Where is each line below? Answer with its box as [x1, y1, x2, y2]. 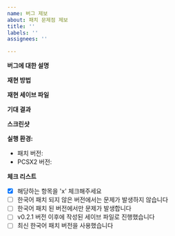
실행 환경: [7, 135, 33, 143]
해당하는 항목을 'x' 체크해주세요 [17, 187, 102, 195]
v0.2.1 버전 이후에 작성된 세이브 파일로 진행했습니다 [17, 213, 155, 221]
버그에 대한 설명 [7, 61, 50, 69]
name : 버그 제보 [7, 10, 48, 17]
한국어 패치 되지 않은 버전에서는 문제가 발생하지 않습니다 [17, 195, 169, 204]
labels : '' [7, 29, 39, 36]
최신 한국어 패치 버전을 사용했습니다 [17, 222, 114, 230]
